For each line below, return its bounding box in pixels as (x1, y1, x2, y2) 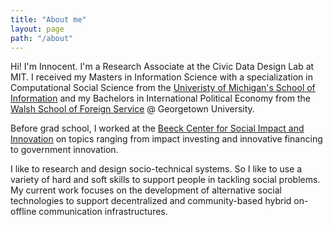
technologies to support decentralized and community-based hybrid (10, 195, 292, 207)
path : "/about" (10, 33, 74, 43)
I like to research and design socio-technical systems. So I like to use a (10, 163, 303, 175)
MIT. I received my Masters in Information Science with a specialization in (10, 71, 313, 83)
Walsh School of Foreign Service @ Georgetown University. (10, 103, 255, 115)
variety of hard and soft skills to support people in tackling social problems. (10, 174, 321, 186)
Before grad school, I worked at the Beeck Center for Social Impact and (10, 122, 305, 135)
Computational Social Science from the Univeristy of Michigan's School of (10, 82, 316, 94)
